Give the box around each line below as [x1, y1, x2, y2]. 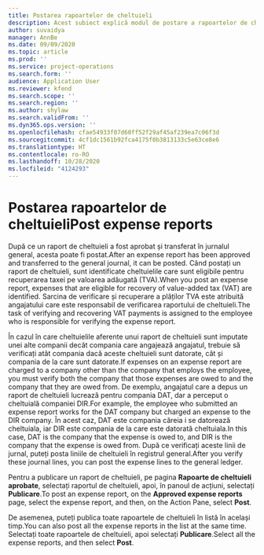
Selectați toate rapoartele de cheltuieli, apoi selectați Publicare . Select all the [8, 529, 256, 538]
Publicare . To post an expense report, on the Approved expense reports [8, 489, 243, 498]
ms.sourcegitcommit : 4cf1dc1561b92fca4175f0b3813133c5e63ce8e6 [8, 135, 220, 144]
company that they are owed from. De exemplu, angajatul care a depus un [8, 382, 248, 391]
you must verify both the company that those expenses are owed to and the [8, 373, 254, 383]
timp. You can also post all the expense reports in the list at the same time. [8, 520, 247, 531]
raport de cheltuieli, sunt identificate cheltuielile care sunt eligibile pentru [8, 266, 244, 276]
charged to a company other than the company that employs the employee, [8, 365, 253, 374]
